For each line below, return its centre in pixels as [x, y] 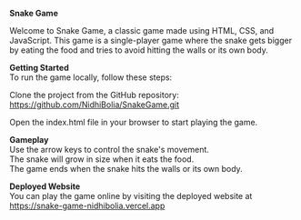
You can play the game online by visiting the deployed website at [131, 196]
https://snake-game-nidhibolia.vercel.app [87, 205]
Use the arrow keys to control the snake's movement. [109, 150]
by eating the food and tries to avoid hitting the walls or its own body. [139, 50]
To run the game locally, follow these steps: [91, 77]
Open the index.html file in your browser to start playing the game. [134, 122]
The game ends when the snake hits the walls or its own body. [126, 169]
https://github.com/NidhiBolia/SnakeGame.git [95, 105]
